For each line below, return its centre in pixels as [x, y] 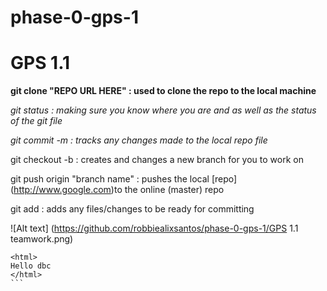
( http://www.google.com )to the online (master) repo [117, 190]
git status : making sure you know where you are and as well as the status [163, 110]
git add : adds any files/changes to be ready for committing [132, 209]
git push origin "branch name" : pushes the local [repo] [124, 179]
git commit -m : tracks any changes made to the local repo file [139, 140]
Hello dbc [31, 266]
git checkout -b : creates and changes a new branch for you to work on [157, 160]
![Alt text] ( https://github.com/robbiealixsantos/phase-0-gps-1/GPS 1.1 [154, 228]
